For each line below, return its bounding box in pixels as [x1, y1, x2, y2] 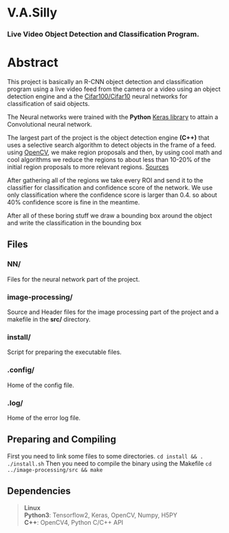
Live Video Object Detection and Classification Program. [7, 30, 199, 39]
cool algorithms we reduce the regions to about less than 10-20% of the [7, 156, 211, 164]
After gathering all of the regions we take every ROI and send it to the [7, 176, 204, 185]
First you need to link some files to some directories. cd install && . [7, 452, 204, 460]
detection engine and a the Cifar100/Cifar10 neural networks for [7, 92, 188, 101]
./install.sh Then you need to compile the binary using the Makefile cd [7, 459, 212, 468]
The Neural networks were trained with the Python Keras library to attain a [7, 113, 219, 121]
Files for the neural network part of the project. [7, 275, 140, 283]
